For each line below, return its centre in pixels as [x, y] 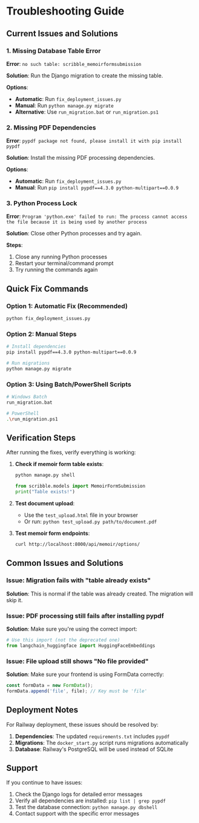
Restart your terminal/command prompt [64, 263]
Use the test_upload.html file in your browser [81, 515]
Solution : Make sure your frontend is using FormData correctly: [85, 674]
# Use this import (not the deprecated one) [63, 640]
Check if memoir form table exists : [59, 464]
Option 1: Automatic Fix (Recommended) [67, 306]
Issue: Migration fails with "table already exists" [79, 580]
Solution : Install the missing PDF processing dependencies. [81, 158]
